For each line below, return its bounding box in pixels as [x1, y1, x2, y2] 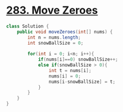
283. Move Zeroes [6, 4, 98, 17]
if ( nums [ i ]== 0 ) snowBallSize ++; [37, 57, 118, 63]
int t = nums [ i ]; [48, 67, 92, 73]
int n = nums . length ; [27, 34, 81, 41]
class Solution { [6, 23, 49, 29]
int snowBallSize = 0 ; [27, 40, 84, 46]
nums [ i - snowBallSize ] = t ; [48, 79, 116, 85]
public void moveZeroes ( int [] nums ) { [17, 29, 113, 35]
